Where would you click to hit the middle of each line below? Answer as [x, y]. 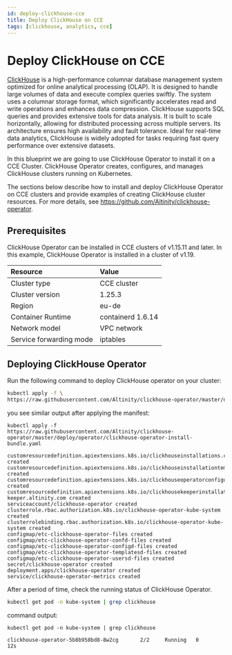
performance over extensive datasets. [61, 146]
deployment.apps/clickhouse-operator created [74, 570]
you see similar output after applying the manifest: [78, 413]
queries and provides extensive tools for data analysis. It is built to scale [110, 116]
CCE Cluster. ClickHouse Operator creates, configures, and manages [105, 166]
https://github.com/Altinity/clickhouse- [155, 202]
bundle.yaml [24, 443]
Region [22, 306]
